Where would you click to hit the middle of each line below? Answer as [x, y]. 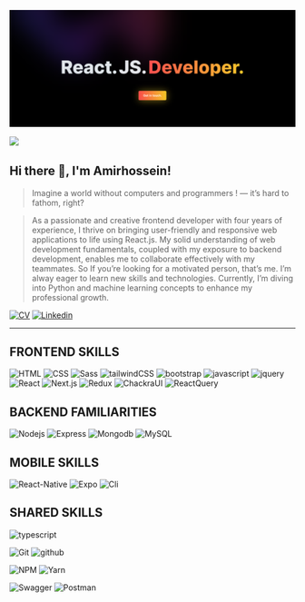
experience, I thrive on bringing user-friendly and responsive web [154, 230]
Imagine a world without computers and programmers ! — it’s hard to [160, 192]
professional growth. [70, 297]
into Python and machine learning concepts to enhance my [142, 288]
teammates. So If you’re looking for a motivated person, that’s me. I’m [162, 268]
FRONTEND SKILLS [64, 352]
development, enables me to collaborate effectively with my [143, 259]
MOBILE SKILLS [54, 463]
